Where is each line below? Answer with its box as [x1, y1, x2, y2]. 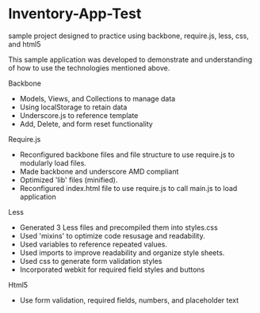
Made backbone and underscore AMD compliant [19, 166, 179, 176]
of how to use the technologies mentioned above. [8, 63, 170, 72]
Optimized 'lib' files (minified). [19, 175, 118, 185]
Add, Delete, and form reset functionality [19, 119, 153, 128]
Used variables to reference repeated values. [19, 239, 168, 249]
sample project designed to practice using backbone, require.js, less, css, [8, 31, 250, 40]
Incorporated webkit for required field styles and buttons [19, 265, 205, 274]
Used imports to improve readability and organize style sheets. [19, 247, 225, 258]
